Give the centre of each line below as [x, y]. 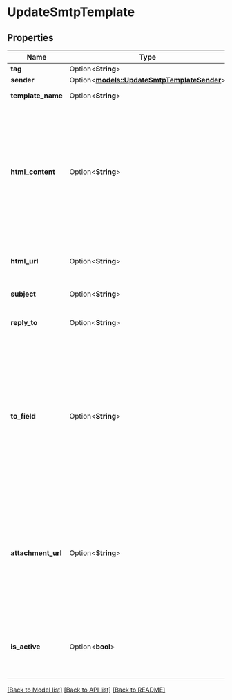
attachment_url [36, 553]
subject [23, 294]
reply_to [24, 323]
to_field [23, 416]
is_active [26, 647]
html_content [33, 172]
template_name [37, 96]
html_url [25, 261]
